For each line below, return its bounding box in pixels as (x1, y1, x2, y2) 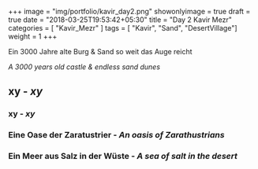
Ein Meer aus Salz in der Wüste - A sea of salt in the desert (8, 151, 238, 162)
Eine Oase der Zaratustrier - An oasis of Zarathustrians (8, 130, 225, 141)
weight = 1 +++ (8, 31, 58, 41)
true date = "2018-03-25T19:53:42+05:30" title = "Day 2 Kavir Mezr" (8, 15, 233, 24)
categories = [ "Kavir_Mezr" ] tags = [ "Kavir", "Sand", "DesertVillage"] (8, 24, 238, 32)
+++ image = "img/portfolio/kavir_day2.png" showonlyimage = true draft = (8, 7, 251, 16)
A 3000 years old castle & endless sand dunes (8, 62, 160, 72)
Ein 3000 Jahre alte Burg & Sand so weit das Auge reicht (8, 47, 193, 56)
